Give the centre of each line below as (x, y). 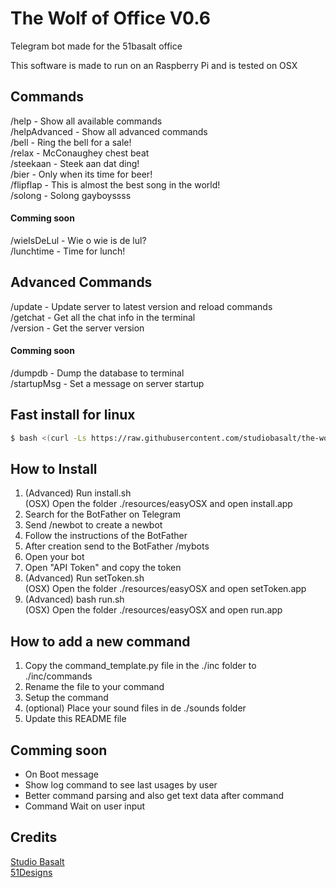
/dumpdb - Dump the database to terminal (97, 373)
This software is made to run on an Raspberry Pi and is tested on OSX (154, 65)
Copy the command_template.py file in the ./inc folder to (140, 666)
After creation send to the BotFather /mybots (117, 546)
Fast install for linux (73, 415)
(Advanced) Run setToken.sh (84, 578)
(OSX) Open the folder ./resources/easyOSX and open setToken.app (165, 589)
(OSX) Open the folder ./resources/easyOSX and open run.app (153, 610)
